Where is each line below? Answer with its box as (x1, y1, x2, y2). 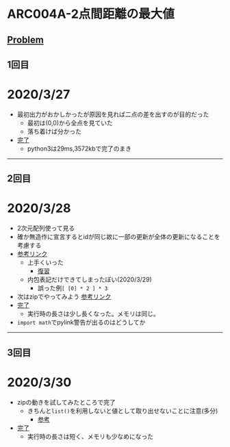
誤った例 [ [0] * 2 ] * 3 (37, 284, 108, 292)
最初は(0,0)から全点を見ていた (27, 118, 113, 127)
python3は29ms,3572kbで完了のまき (27, 144, 132, 153)
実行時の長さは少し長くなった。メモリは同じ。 (27, 309, 159, 318)
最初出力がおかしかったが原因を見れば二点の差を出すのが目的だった (16, 110, 209, 118)
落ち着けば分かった (27, 127, 82, 136)
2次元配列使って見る (16, 224, 75, 233)
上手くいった (27, 258, 64, 267)
